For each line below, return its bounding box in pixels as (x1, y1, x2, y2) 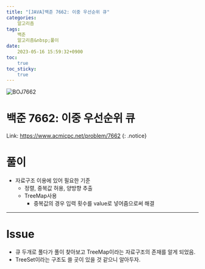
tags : (6, 26, 20, 32)
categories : (6, 15, 37, 21)
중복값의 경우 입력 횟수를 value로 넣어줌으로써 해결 (33, 200, 155, 207)
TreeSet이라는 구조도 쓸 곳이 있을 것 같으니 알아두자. (15, 256, 141, 263)
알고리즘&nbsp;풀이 (17, 37, 59, 43)
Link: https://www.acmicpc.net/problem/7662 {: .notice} (6, 132, 147, 139)
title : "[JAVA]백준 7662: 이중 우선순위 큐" (6, 9, 110, 15)
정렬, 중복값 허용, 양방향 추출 (24, 185, 93, 192)
